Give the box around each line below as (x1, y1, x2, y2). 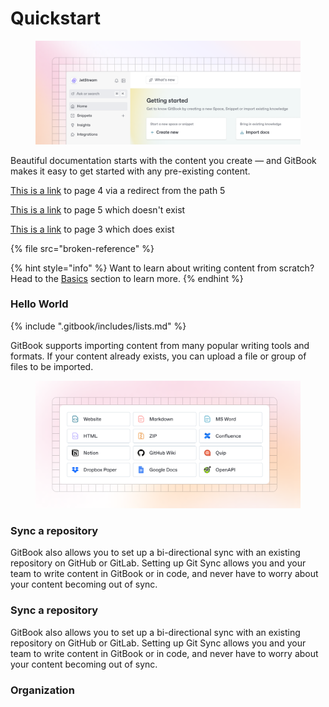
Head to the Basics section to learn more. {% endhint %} (10, 272, 244, 284)
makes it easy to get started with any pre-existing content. (10, 165, 251, 177)
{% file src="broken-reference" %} (10, 242, 155, 254)
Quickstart (10, 7, 102, 30)
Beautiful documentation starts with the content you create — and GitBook (10, 154, 317, 166)
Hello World (10, 297, 69, 311)
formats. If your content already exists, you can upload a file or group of (10, 350, 307, 362)
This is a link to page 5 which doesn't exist (10, 203, 186, 216)
